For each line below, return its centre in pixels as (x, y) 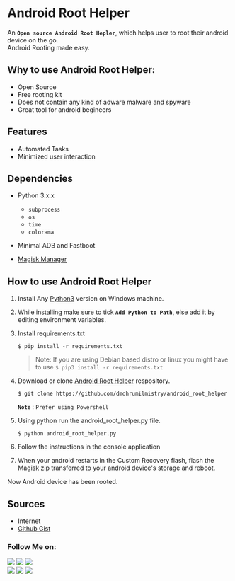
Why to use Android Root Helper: (81, 70)
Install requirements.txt (51, 333)
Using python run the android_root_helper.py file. (89, 421)
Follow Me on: (32, 546)
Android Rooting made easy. (48, 47)
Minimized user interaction (56, 156)
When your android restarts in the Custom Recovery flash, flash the (116, 461)
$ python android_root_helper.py (67, 434)
